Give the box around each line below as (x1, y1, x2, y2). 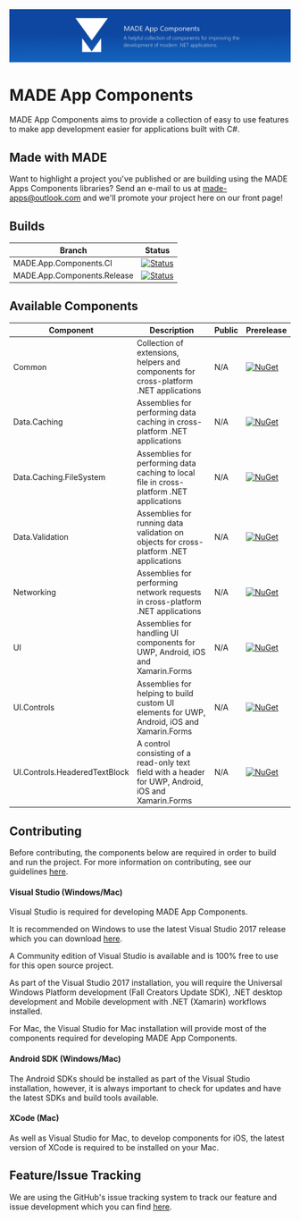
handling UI (137, 627, 179, 638)
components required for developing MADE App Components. (9, 1032, 238, 1044)
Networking (12, 587, 56, 598)
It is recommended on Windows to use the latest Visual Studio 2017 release (9, 924, 287, 935)
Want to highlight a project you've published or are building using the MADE (9, 173, 288, 184)
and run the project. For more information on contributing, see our (9, 857, 252, 868)
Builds (9, 218, 46, 233)
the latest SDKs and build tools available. (9, 1092, 159, 1103)
